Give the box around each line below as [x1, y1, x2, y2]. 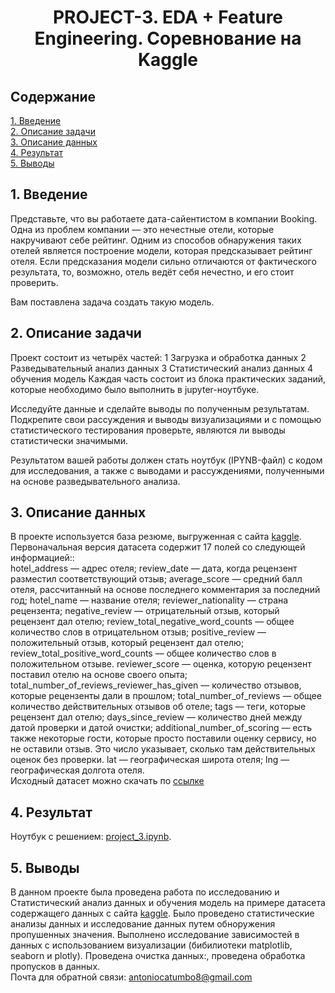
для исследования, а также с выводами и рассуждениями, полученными [10, 464, 325, 476]
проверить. [10, 276, 59, 288]
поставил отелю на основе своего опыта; [10, 669, 188, 681]
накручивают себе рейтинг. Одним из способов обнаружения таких [10, 234, 302, 246]
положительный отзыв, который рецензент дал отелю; [10, 637, 245, 649]
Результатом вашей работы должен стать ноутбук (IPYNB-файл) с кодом [10, 454, 323, 466]
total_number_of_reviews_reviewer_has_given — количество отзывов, [10, 679, 302, 691]
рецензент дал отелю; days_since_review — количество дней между [10, 711, 303, 723]
